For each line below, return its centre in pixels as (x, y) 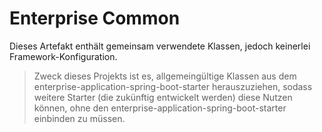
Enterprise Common (95, 18)
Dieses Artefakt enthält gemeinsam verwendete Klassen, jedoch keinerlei (160, 46)
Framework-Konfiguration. (63, 56)
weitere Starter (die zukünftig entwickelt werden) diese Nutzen (163, 97)
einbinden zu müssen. (79, 118)
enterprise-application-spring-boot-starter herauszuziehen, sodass (173, 86)
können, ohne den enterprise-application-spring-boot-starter (160, 108)
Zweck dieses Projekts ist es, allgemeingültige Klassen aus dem (165, 76)
